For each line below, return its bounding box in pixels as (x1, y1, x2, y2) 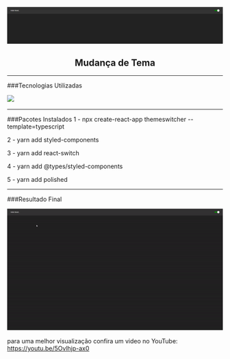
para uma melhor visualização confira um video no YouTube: (7, 337, 178, 345)
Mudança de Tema (75, 57, 155, 69)
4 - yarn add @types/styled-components (7, 162, 123, 170)
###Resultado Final (7, 195, 62, 204)
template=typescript (7, 122, 65, 131)
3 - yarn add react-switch (7, 149, 80, 157)
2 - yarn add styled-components (7, 136, 99, 144)
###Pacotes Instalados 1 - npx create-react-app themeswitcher (7, 116, 187, 124)
